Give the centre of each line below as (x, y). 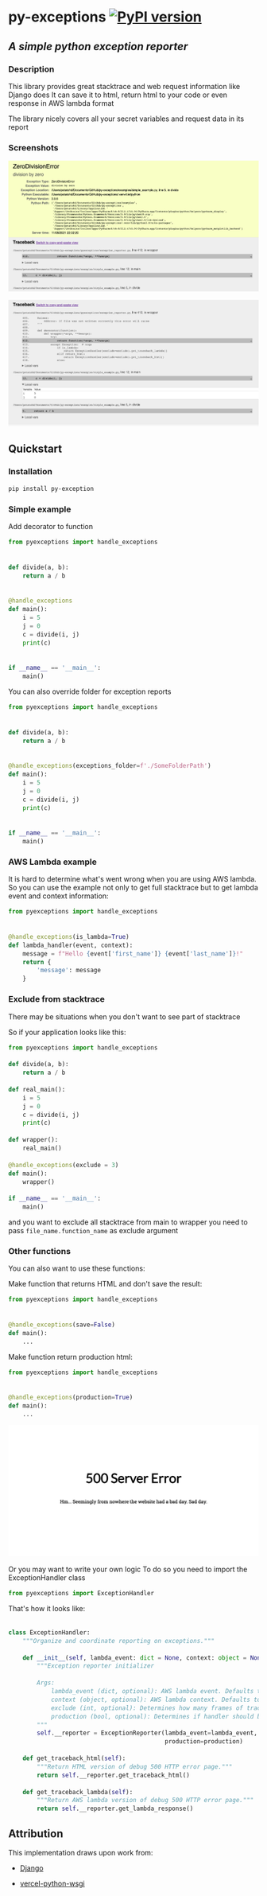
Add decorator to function (51, 527)
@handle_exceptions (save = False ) (62, 1325)
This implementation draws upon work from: (81, 1852)
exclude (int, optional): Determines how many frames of (147, 1708)
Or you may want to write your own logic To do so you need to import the (128, 1569)
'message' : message (69, 971)
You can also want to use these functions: (77, 1268)
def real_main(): (37, 1089)
